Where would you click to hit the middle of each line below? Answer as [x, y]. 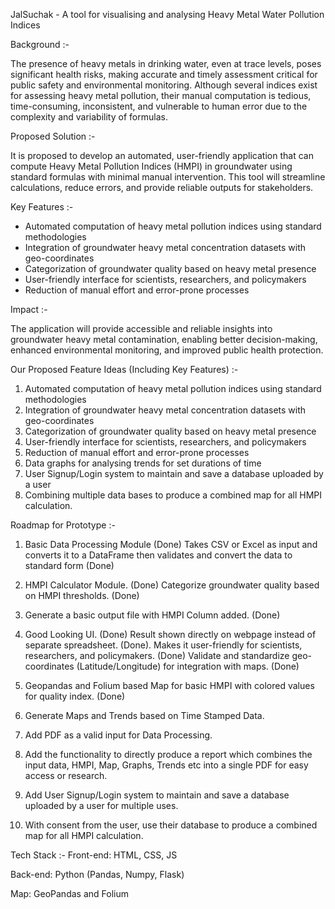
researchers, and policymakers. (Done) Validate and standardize [157, 655]
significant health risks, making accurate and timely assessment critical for [164, 74]
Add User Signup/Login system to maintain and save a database [157, 795]
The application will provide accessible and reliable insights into [141, 328]
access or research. [66, 775]
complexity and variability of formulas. [89, 117]
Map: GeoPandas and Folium [69, 893]
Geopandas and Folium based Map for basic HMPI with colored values [169, 685]
